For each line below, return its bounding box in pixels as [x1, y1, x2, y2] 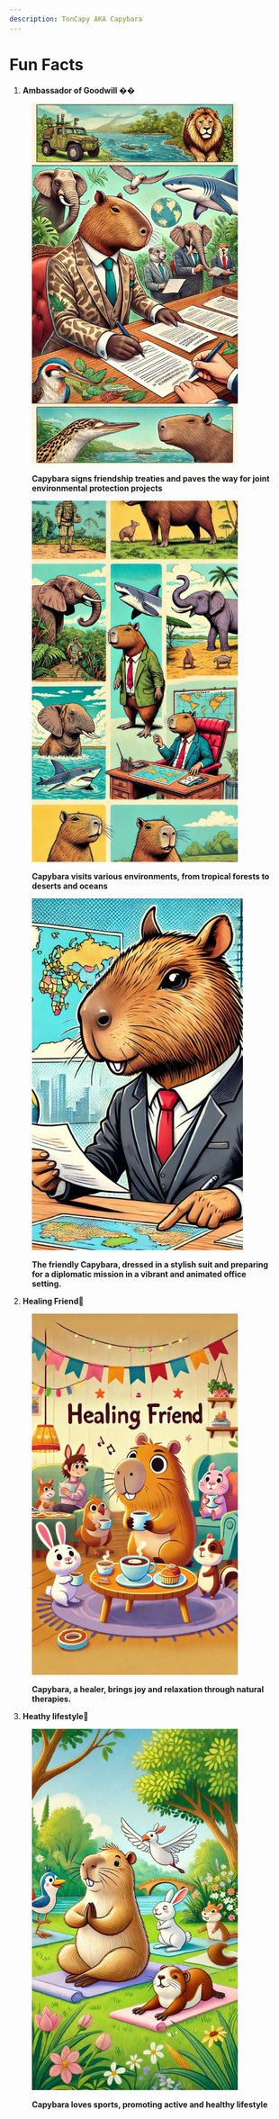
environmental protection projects [31, 482, 163, 494]
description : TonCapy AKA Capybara [9, 14, 143, 23]
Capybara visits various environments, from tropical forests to [31, 871, 270, 882]
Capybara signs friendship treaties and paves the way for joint [31, 473, 270, 484]
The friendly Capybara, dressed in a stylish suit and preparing [31, 1259, 268, 1270]
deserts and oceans [31, 880, 108, 891]
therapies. [31, 1693, 72, 1705]
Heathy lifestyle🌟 [22, 1711, 89, 1722]
